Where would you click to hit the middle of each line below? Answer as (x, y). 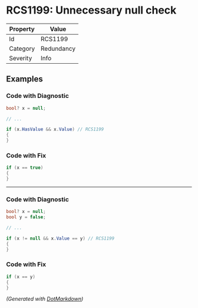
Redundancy (58, 48)
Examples (24, 79)
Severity (21, 58)
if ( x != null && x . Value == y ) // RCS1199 (60, 238)
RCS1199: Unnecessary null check (91, 10)
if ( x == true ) (25, 168)
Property (22, 29)
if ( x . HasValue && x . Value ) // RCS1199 (55, 130)
